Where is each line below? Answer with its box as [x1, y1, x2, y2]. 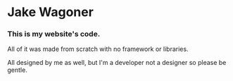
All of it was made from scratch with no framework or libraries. [7, 45, 189, 53]
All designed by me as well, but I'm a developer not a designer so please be [7, 59, 227, 67]
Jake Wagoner [7, 4, 94, 20]
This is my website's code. [7, 29, 101, 39]
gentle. [7, 66, 28, 74]
